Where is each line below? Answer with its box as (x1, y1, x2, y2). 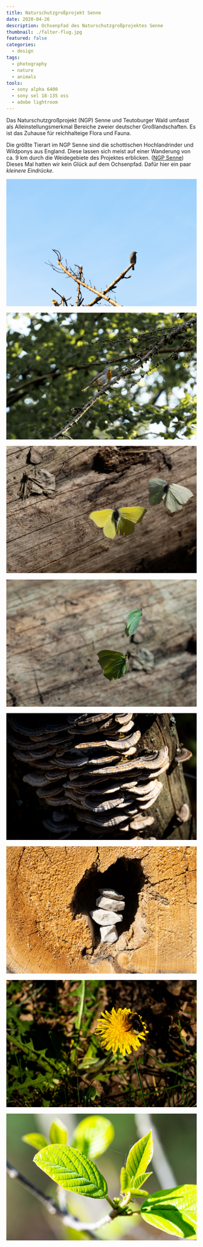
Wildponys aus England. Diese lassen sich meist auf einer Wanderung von (6, 147, 191, 154)
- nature (11, 67, 34, 73)
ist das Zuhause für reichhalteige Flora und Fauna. (6, 129, 132, 136)
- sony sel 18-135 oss (11, 93, 69, 99)
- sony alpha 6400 (11, 87, 59, 93)
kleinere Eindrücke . (6, 167, 54, 174)
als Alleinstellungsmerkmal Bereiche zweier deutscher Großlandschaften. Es (6, 123, 196, 130)
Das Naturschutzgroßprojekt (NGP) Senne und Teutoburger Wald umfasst (6, 116, 189, 124)
